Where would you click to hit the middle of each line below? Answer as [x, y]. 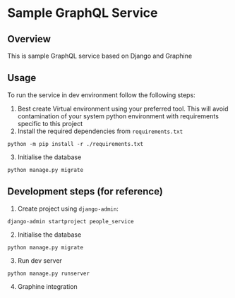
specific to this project [50, 123]
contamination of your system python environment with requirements [118, 116]
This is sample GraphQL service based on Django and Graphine [100, 56]
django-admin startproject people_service [71, 221]
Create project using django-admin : [68, 209]
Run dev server [40, 260]
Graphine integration [47, 286]
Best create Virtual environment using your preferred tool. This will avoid [123, 108]
